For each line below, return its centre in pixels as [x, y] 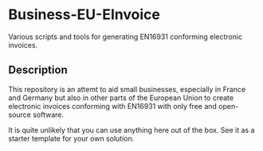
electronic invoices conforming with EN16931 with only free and [113, 106]
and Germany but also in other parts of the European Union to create [121, 98]
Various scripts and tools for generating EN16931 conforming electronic [126, 37]
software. [49, 114]
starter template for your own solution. [71, 138]
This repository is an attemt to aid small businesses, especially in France [127, 89]
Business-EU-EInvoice [84, 15]
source [20, 114]
